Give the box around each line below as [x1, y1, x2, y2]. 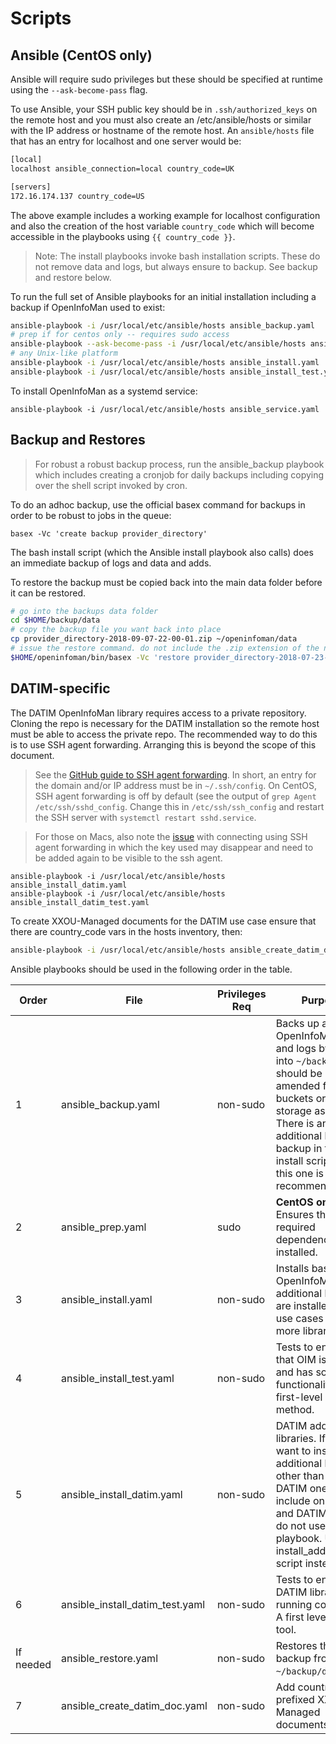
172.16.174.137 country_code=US [10, 191, 145, 201]
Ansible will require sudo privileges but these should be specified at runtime [10, 73, 323, 85]
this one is [275, 1166, 324, 1180]
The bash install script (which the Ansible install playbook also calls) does [10, 546, 314, 558]
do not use [275, 1518, 327, 1532]
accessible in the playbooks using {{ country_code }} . [10, 230, 236, 242]
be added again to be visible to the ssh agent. [34, 852, 223, 864]
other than [275, 1468, 325, 1482]
